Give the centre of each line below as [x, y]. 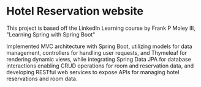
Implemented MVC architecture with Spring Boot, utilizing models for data [99, 46]
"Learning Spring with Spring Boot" [51, 34]
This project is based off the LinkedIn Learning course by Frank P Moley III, [101, 28]
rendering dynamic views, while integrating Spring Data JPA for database [99, 59]
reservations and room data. [42, 78]
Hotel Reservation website [75, 11]
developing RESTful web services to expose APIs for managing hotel [93, 72]
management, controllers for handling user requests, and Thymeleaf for [97, 52]
